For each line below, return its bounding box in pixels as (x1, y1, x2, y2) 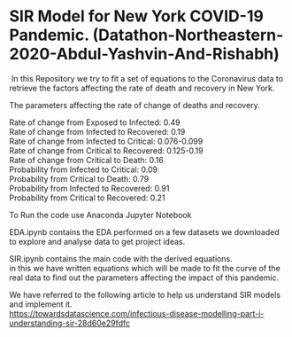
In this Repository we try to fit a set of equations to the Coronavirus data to (11, 73, 284, 83)
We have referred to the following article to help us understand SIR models (9, 289, 281, 300)
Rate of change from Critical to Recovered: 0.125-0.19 (9, 145, 204, 156)
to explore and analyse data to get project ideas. (9, 236, 186, 247)
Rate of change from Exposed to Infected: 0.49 (9, 117, 181, 128)
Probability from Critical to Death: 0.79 (9, 173, 150, 184)
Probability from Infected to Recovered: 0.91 (9, 183, 170, 193)
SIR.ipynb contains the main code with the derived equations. (9, 253, 233, 263)
